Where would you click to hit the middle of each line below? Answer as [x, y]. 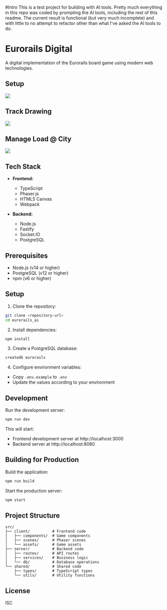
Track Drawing [28, 112]
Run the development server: [35, 410]
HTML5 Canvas [36, 199]
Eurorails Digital [39, 49]
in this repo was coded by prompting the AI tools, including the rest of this [81, 13]
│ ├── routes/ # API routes [42, 554]
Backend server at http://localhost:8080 [53, 444]
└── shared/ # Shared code [43, 567]
